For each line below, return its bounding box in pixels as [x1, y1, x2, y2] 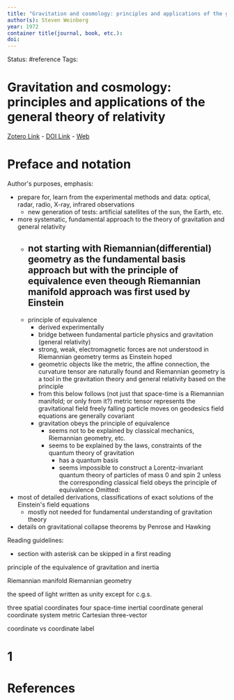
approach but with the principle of [27, 264, 179, 276]
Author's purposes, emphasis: [7, 180, 94, 188]
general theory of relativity [7, 109, 166, 125]
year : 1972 [7, 23, 39, 30]
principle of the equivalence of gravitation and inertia [7, 563, 159, 571]
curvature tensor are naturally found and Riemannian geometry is [38, 367, 226, 376]
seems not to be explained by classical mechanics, [48, 426, 195, 435]
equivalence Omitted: [58, 485, 120, 494]
